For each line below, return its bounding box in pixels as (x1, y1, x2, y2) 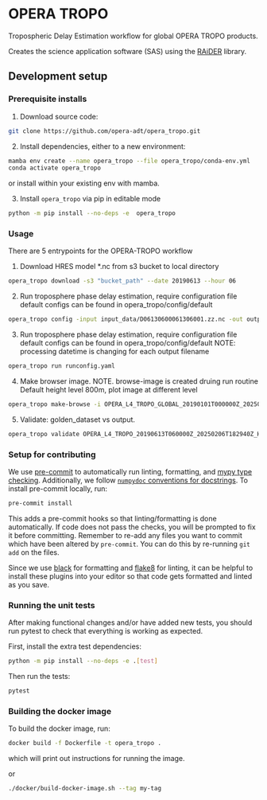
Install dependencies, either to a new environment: (19, 141, 186, 151)
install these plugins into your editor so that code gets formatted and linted (8, 571, 253, 581)
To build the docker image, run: (8, 724, 111, 733)
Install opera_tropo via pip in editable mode (19, 194, 161, 204)
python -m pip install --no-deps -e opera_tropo (8, 209, 176, 217)
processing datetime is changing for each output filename (19, 347, 210, 357)
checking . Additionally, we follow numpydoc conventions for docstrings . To (8, 475, 249, 486)
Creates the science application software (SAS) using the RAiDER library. (8, 46, 247, 56)
